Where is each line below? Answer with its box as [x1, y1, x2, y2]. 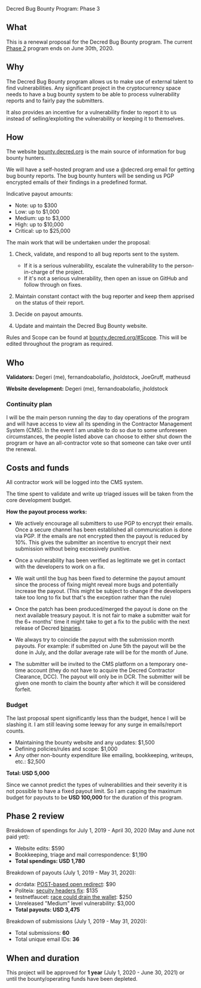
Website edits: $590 [14, 845, 65, 852]
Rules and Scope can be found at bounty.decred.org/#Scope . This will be [6, 334, 187, 341]
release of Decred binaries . [14, 625, 83, 632]
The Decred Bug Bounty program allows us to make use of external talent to [6, 78, 193, 85]
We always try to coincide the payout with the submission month [14, 636, 175, 643]
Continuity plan [6, 400, 53, 409]
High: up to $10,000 [14, 221, 64, 228]
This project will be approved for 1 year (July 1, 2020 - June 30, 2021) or [6, 969, 185, 976]
